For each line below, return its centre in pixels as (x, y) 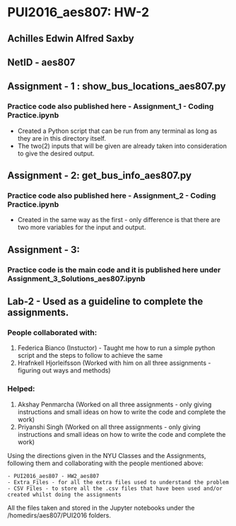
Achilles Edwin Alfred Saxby (71, 39)
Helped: (21, 389)
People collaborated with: (52, 332)
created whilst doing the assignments (64, 495)
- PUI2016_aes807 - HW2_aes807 (53, 476)
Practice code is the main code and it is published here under (114, 269)
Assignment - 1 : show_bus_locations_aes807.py (117, 87)
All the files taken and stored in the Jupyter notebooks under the (101, 508)
